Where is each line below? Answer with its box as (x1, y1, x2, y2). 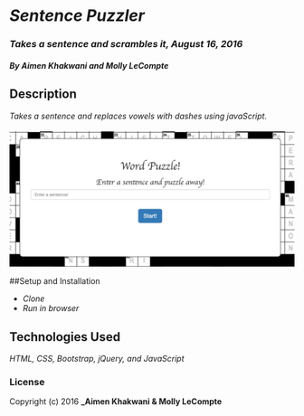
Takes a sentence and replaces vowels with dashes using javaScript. (9, 110, 268, 121)
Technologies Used (9, 329, 120, 345)
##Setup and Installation (9, 276, 101, 287)
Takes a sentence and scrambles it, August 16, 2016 (9, 38, 243, 51)
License (9, 376, 45, 389)
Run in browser (22, 303, 80, 314)
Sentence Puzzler (9, 5, 146, 26)
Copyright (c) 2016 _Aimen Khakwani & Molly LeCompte (9, 396, 223, 407)
